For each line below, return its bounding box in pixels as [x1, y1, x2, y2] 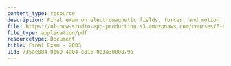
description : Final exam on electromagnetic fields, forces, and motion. [7, 16, 223, 23]
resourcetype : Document [7, 36, 76, 43]
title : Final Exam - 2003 [7, 42, 81, 49]
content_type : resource [7, 10, 76, 17]
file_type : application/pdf [7, 29, 88, 36]
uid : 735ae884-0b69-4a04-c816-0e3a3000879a [7, 49, 134, 56]
